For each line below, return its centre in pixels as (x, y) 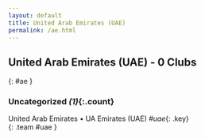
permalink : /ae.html (43, 30)
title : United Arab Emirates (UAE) (67, 23)
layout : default (35, 15)
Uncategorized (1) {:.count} (62, 102)
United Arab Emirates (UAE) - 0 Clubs (102, 62)
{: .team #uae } (33, 127)
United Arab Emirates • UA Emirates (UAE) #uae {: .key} (99, 118)
